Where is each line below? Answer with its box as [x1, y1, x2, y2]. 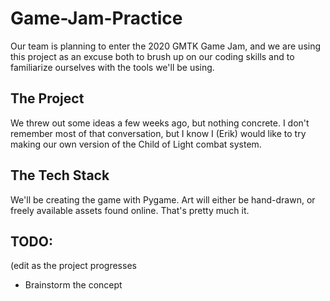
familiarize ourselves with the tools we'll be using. [10, 61, 215, 73]
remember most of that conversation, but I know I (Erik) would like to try [10, 127, 307, 139]
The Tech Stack [10, 167, 110, 184]
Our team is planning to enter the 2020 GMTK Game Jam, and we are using [10, 40, 322, 52]
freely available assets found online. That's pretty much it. [10, 204, 250, 216]
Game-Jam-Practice [10, 7, 183, 30]
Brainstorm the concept [24, 279, 123, 291]
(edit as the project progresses [10, 260, 137, 272]
